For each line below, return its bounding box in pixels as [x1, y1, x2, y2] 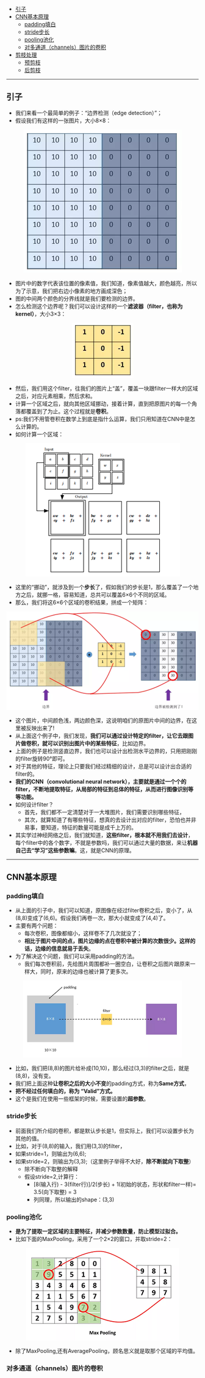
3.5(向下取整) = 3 [33, 1188, 77, 1195]
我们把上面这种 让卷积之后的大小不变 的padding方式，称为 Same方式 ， [15, 1080, 190, 1087]
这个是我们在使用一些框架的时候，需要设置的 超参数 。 [15, 1095, 149, 1102]
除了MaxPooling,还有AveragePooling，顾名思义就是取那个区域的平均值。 [15, 1347, 198, 1354]
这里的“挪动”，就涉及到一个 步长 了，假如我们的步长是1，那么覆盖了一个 [15, 583, 193, 591]
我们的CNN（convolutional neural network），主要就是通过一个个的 [15, 778, 187, 785]
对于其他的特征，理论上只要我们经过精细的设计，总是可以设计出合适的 [15, 762, 192, 770]
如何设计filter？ [15, 800, 54, 808]
